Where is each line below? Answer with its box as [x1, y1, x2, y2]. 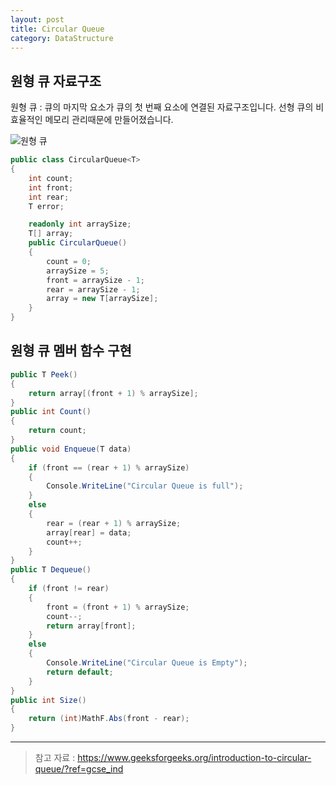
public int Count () [10, 407, 92, 417]
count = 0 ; [46, 256, 92, 266]
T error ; [28, 201, 65, 211]
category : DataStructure [10, 33, 114, 43]
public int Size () [10, 695, 87, 705]
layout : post [10, 14, 65, 25]
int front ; [28, 182, 74, 193]
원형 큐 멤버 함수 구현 [10, 342, 132, 360]
